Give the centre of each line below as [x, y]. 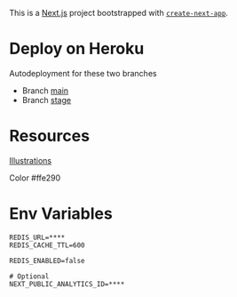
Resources [50, 136]
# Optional [29, 276]
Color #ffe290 [35, 178]
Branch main [45, 90]
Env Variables [61, 214]
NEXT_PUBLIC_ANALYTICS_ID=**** [67, 284]
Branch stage [47, 100]
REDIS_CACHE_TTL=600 [47, 245]
